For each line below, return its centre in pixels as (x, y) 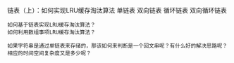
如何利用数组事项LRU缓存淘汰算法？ (51, 32)
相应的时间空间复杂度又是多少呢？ (49, 53)
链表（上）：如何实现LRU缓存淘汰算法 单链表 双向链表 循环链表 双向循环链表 (117, 10)
